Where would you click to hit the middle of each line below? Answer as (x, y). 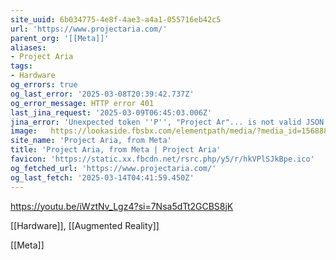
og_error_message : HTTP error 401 (82, 103)
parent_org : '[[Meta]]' (60, 38)
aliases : (28, 47)
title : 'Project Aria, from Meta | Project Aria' (116, 150)
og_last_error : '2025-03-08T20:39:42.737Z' (102, 94)
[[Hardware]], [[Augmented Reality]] (85, 225)
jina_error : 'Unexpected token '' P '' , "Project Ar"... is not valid (156, 122)
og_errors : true (44, 85)
